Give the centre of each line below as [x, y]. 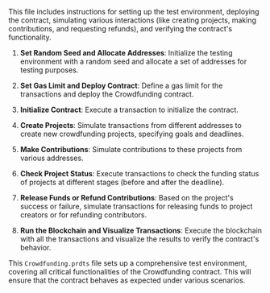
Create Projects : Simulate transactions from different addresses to [131, 125]
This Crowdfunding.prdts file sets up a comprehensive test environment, [128, 263]
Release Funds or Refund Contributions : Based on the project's [127, 198]
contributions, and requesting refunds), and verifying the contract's [120, 29]
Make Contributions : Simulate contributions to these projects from [131, 149]
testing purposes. [49, 70]
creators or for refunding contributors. [83, 215]
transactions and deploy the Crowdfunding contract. [107, 94]
